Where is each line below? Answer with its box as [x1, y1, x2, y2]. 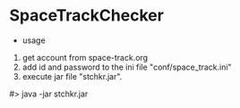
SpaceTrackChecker [9, 5, 164, 26]
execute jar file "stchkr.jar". [21, 71, 123, 81]
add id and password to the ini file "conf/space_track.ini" [21, 62, 232, 72]
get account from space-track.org [21, 52, 149, 62]
